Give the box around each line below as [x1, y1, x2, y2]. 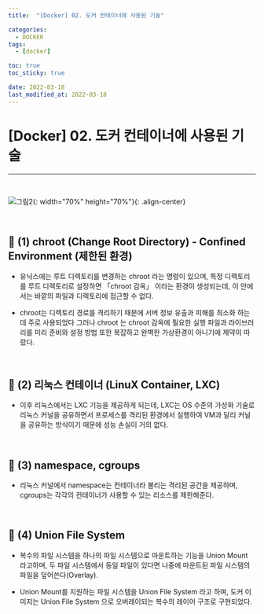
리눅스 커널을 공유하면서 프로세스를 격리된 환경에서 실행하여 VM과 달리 [19, 410, 237, 420]
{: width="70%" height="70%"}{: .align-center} [32, 197, 186, 206]
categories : [8, 25, 47, 34]
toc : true [8, 62, 41, 70]
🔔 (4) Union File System [8, 528, 126, 542]
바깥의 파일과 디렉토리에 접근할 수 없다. [34, 292, 155, 301]
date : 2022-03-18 [8, 83, 65, 91]
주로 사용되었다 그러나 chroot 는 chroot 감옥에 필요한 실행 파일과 [27, 318, 227, 327]
